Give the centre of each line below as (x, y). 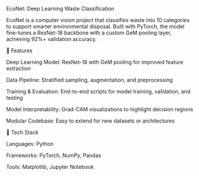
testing (15, 98)
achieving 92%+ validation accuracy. (51, 39)
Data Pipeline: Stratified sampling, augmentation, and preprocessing (90, 80)
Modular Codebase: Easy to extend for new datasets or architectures (91, 121)
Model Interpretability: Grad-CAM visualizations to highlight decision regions (100, 109)
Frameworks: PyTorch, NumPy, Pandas (54, 155)
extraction (19, 68)
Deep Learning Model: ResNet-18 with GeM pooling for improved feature (95, 62)
